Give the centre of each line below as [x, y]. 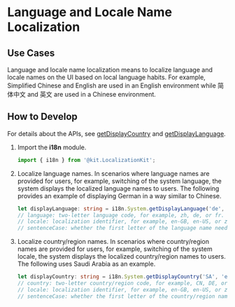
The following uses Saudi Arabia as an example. [86, 264]
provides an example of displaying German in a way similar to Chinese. [119, 196]
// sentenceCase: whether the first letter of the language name [114, 228]
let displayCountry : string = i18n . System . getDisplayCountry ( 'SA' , [118, 277]
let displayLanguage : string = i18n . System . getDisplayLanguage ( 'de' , [121, 209]
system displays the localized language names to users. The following [118, 188]
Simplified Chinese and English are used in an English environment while [112, 86]
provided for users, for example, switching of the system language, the [120, 181]
